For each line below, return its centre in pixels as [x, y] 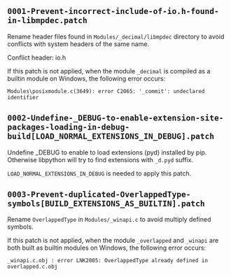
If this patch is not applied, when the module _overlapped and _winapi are [113, 241]
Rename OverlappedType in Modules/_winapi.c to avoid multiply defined [109, 220]
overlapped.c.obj [33, 267]
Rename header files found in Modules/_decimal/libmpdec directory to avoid [116, 36]
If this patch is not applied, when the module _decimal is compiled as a [109, 71]
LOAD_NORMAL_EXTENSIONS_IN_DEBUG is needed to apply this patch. [99, 173]
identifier [23, 97]
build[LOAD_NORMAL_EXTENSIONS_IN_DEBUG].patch [111, 136]
